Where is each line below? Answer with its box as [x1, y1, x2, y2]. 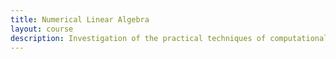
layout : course [10, 24, 74, 34]
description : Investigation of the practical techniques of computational [10, 33, 329, 43]
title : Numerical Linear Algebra [10, 14, 150, 25]
